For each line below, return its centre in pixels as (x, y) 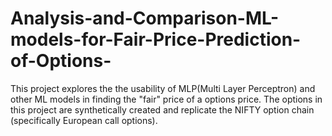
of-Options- (61, 61)
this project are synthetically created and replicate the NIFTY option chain (162, 109)
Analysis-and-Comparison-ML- (145, 18)
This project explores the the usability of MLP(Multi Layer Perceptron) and (163, 88)
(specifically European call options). (84, 120)
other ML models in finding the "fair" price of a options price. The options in (166, 99)
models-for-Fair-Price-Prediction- (156, 39)
